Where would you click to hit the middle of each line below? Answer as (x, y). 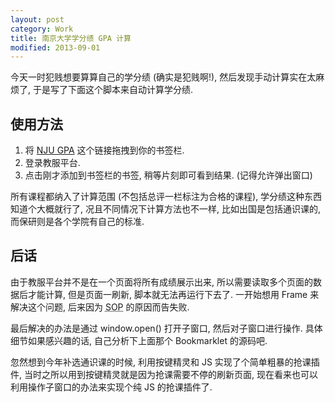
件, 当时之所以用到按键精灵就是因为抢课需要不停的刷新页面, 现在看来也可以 (164, 374)
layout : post (37, 19)
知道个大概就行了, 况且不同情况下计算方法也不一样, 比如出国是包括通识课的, (165, 209)
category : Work (42, 29)
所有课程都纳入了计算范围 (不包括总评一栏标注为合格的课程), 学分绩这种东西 (166, 197)
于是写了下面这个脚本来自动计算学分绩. (113, 90)
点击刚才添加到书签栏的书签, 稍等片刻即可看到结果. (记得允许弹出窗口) (168, 175)
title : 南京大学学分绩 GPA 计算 (71, 38)
